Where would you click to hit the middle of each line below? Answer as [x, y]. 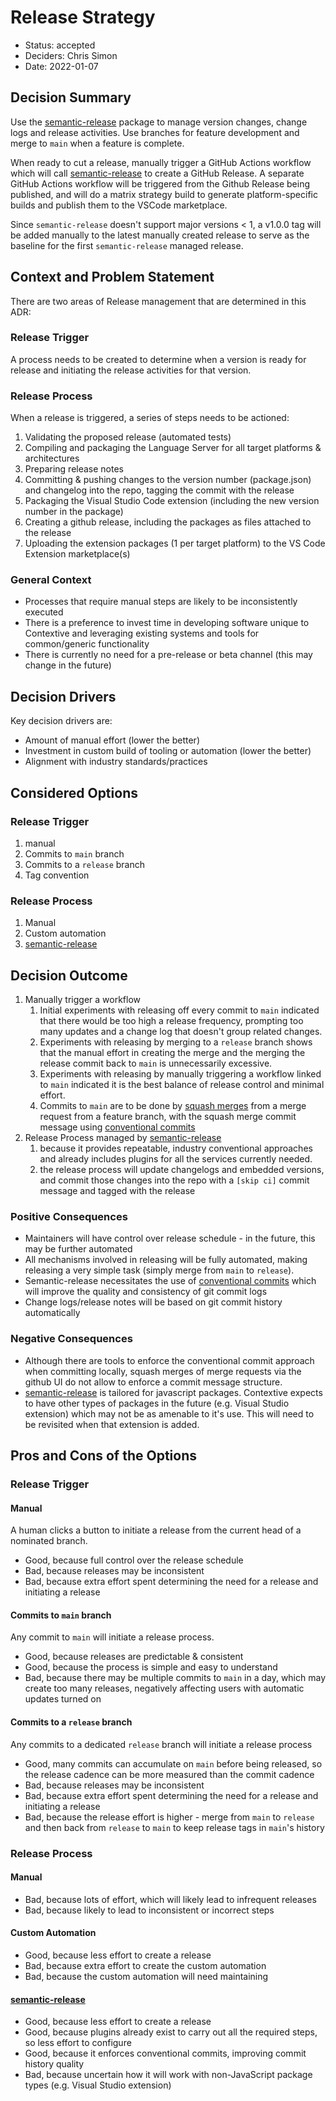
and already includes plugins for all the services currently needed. [176, 1159]
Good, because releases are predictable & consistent [134, 1657]
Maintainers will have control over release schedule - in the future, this [170, 1238]
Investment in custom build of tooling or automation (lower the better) [168, 751]
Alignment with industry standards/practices [116, 762]
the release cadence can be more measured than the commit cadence [169, 1774]
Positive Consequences [69, 1216]
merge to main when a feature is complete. [97, 143]
